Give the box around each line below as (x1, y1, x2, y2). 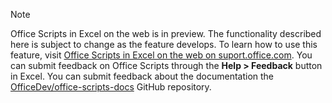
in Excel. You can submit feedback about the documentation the (10, 70, 275, 82)
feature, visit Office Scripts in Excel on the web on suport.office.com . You (10, 49, 313, 61)
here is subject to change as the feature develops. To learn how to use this (10, 39, 318, 50)
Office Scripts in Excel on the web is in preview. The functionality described (10, 28, 322, 39)
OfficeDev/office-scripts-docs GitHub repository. (10, 81, 212, 93)
